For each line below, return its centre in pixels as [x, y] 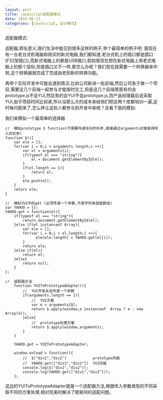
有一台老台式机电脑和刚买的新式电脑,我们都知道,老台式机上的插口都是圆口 [79, 54]
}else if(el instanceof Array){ [47, 225]
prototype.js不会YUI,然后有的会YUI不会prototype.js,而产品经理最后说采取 [79, 96]
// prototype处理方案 [53, 323]
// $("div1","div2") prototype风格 [71, 358]
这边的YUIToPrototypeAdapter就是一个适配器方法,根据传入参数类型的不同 [79, 386]
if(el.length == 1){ [44, 168]
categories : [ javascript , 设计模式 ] [41, 23]
